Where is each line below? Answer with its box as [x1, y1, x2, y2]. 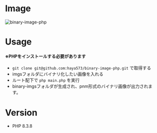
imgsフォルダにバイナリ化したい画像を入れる [12, 71, 104, 77]
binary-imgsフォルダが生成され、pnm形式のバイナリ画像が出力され [12, 84, 148, 89]
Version [5, 107, 38, 118]
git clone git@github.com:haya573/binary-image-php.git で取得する [12, 65, 152, 71]
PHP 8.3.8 [12, 123, 33, 129]
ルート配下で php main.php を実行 [12, 77, 80, 83]
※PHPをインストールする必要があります [5, 53, 86, 59]
